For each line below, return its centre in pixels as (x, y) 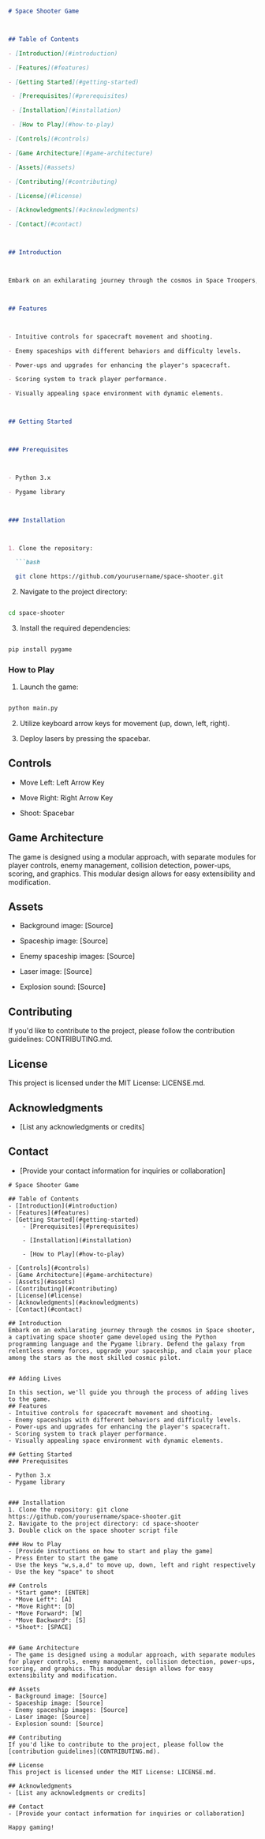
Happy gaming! (32, 1827)
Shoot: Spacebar (47, 813)
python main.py (33, 708)
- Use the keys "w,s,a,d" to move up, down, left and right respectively (132, 1565)
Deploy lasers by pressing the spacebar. (85, 739)
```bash (28, 562)
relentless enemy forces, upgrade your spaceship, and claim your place (130, 1350)
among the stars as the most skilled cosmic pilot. (95, 1358)
